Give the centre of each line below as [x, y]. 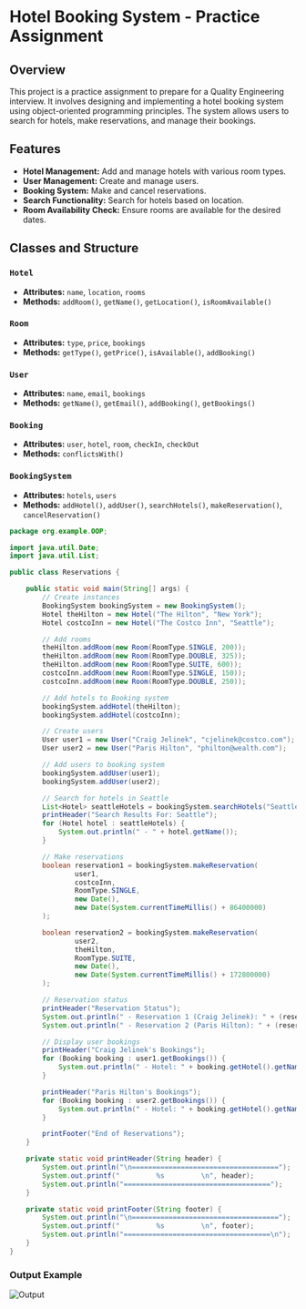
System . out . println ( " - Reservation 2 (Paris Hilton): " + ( [161, 1025]
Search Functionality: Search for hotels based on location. [133, 200]
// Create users [73, 731]
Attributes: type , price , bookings [84, 343]
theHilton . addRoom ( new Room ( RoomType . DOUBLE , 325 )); [144, 656]
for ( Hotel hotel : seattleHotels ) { [113, 823]
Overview [38, 70]
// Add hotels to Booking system [106, 698]
